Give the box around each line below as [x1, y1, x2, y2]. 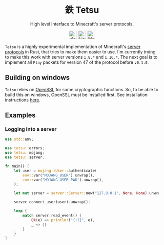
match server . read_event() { [22, 213, 82, 218]
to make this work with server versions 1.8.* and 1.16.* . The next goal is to [5, 54, 158, 60]
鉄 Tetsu [65, 4, 99, 16]
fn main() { [5, 164, 29, 169]
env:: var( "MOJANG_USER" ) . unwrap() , [22, 172, 95, 178]
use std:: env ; [5, 137, 34, 142]
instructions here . [5, 97, 41, 103]
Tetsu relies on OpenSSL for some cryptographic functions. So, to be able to [5, 86, 159, 92]
